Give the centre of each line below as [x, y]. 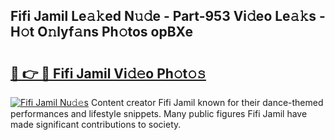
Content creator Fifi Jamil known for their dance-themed [207, 102]
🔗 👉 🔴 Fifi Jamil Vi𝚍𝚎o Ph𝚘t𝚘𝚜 [108, 73]
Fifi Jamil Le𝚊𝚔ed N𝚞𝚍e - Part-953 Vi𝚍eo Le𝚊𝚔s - [168, 16]
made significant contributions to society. [96, 124]
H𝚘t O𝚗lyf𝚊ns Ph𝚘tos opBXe [101, 32]
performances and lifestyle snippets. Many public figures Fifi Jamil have [159, 113]
